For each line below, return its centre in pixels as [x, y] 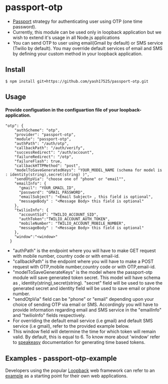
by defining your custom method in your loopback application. [78, 54]
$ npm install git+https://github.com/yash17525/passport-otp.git [77, 81]
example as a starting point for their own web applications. [66, 376]
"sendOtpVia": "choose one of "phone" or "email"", [70, 179]
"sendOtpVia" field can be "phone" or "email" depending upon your [83, 299]
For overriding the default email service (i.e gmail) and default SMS [83, 321]
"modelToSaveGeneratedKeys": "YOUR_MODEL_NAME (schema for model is [88, 170]
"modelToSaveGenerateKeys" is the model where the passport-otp [82, 272]
